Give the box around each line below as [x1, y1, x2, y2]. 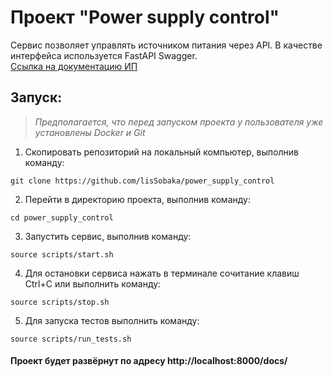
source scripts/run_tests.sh [10, 334, 132, 344]
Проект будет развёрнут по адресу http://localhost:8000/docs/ [10, 355, 288, 367]
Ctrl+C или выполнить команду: [24, 277, 162, 290]
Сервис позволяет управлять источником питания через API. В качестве [10, 39, 323, 51]
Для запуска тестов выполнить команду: [24, 314, 200, 326]
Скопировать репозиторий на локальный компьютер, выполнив [24, 146, 299, 158]
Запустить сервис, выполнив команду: [24, 230, 192, 242]
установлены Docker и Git [34, 126, 146, 138]
